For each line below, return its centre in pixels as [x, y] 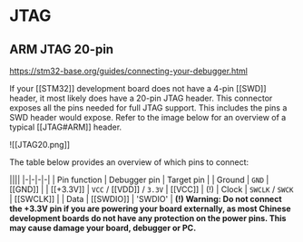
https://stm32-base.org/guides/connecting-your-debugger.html [128, 71]
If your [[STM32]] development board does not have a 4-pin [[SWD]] [138, 88]
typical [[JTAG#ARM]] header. [66, 127]
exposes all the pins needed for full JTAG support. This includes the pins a [148, 108]
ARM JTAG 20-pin [62, 49]
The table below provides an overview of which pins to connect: [129, 162]
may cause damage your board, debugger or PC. [103, 228]
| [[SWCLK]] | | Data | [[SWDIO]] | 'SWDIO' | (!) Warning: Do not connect [146, 199]
